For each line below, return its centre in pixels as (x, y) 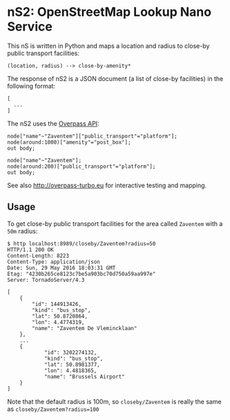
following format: (31, 86)
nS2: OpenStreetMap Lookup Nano (109, 12)
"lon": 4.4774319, (58, 322)
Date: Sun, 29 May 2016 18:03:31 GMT (61, 268)
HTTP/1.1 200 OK (30, 249)
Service (30, 27)
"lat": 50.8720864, (60, 316)
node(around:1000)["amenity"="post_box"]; (69, 142)
